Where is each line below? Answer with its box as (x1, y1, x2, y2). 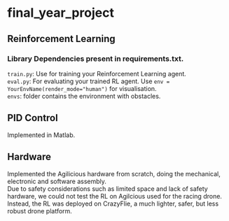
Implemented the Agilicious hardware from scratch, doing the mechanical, (7, 169, 221, 178)
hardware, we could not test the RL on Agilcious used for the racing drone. (7, 192, 223, 200)
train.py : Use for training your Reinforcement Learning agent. (7, 69, 187, 78)
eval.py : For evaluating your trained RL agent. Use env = (7, 77, 170, 85)
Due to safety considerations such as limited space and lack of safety (7, 184, 208, 193)
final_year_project (7, 5, 114, 21)
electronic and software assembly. (7, 177, 107, 185)
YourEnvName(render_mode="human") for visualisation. (7, 84, 157, 92)
